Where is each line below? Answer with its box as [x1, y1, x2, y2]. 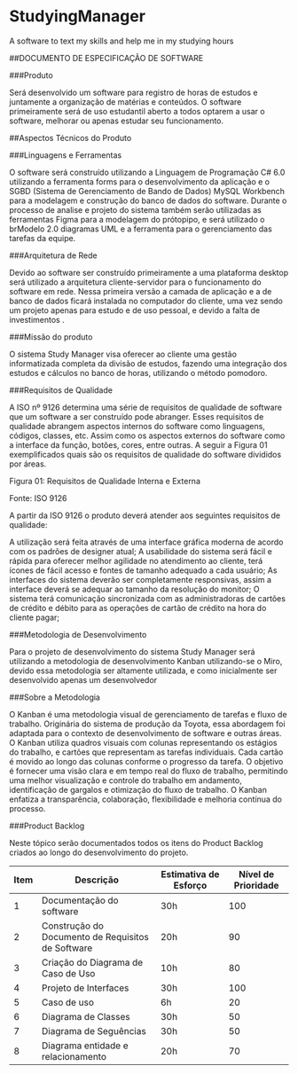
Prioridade [233, 879, 279, 891]
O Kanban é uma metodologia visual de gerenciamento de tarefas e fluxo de [9, 709, 287, 719]
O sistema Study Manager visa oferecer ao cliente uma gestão [9, 349, 238, 359]
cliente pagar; [9, 612, 60, 623]
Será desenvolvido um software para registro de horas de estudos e [9, 87, 258, 98]
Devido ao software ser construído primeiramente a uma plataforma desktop [9, 267, 289, 278]
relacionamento [41, 1050, 107, 1062]
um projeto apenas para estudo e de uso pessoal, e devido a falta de [9, 304, 260, 316]
